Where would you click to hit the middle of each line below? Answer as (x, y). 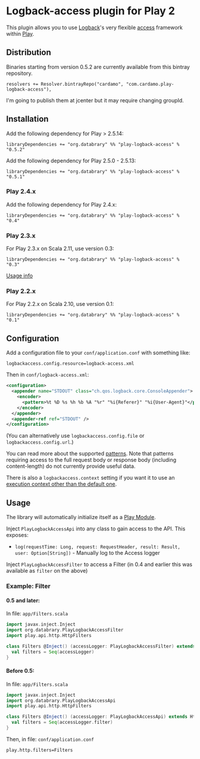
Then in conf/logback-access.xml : (48, 375)
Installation (27, 119)
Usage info (20, 276)
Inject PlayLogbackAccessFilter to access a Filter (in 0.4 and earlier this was (99, 564)
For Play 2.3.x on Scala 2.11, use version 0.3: (60, 249)
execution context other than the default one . (62, 484)
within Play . (20, 33)
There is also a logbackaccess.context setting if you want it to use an (90, 478)
